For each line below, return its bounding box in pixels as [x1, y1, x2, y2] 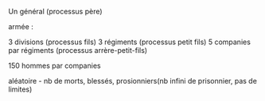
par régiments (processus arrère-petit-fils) [8, 46, 148, 54]
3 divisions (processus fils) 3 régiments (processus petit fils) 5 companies [8, 37, 251, 47]
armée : [8, 22, 33, 31]
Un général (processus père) [8, 7, 103, 16]
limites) [8, 84, 33, 94]
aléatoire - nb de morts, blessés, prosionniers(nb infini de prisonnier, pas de [8, 77, 257, 85]
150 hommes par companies [8, 61, 101, 70]
